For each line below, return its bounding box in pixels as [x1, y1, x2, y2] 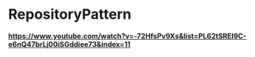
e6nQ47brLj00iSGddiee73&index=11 [8, 39, 131, 48]
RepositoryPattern [8, 5, 132, 23]
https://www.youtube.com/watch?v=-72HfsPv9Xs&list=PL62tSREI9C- [8, 31, 247, 41]
